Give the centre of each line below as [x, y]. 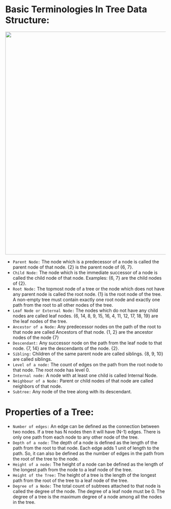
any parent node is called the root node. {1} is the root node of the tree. [87, 294]
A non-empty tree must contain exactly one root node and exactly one [86, 300]
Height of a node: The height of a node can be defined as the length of [88, 464]
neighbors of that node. [37, 386]
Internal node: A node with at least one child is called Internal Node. [85, 375]
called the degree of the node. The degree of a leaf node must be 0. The [89, 491]
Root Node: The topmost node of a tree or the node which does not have [88, 288]
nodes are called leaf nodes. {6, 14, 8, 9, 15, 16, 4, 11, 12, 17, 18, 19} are [85, 316]
